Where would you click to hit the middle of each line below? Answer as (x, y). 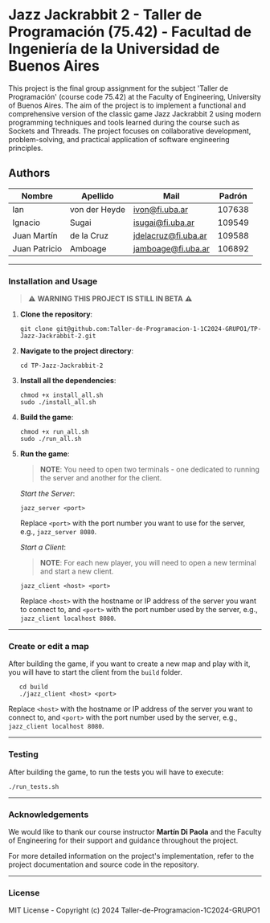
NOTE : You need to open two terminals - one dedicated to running (149, 470)
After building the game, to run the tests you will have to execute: (116, 772)
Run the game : (45, 454)
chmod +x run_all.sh (54, 432)
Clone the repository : (56, 314)
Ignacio (27, 223)
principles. (26, 148)
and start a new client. (77, 571)
